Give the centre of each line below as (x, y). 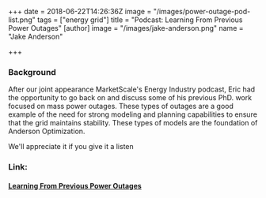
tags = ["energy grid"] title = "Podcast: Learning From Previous (140, 20)
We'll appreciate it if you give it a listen (71, 147)
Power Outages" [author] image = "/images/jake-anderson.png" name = (126, 28)
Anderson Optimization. (47, 131)
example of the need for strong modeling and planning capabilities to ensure (133, 114)
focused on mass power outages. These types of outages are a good (121, 106)
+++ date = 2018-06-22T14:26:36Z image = (80, 11)
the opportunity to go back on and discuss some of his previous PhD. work (130, 98)
